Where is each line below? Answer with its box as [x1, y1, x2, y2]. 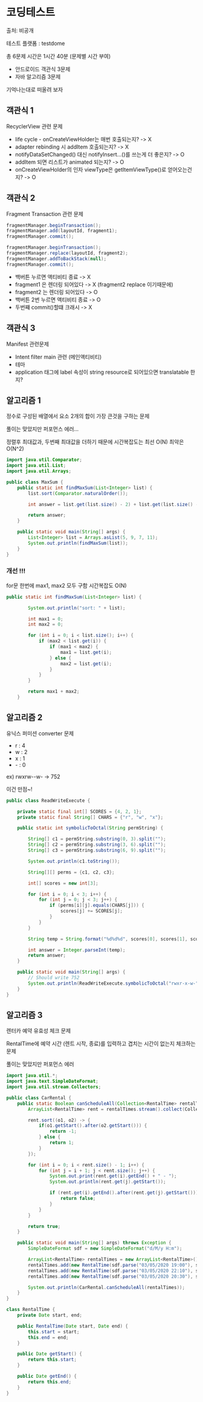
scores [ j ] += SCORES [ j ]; [60, 908, 123, 914]
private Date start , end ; [17, 1312, 83, 1318]
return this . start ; [28, 1357, 77, 1363]
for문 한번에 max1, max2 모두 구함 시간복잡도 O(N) [6, 582, 127, 589]
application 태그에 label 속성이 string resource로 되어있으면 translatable [14, 368, 189, 376]
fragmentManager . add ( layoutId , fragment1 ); [6, 228, 118, 234]
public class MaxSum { [6, 479, 63, 485]
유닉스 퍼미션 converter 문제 [6, 729, 74, 737]
